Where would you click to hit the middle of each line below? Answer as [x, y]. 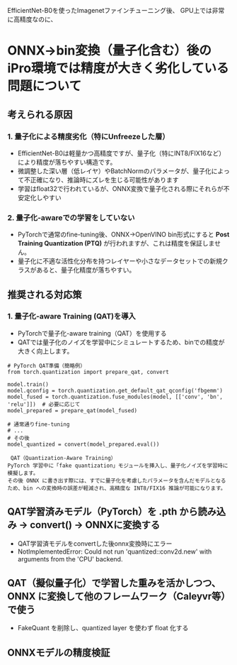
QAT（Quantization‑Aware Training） [63, 458]
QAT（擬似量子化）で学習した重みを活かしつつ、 [114, 583]
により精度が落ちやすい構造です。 [67, 162]
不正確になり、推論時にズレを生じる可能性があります [101, 180]
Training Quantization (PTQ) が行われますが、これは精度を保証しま [116, 243]
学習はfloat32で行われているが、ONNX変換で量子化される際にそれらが [121, 188]
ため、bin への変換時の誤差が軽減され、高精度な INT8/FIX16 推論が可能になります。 [117, 488]
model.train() [28, 384]
